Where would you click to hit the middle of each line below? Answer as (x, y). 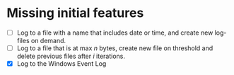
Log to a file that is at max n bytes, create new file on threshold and (115, 48)
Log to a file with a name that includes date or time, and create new (115, 33)
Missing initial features (75, 13)
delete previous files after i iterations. (71, 56)
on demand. (48, 41)
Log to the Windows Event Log (62, 64)
